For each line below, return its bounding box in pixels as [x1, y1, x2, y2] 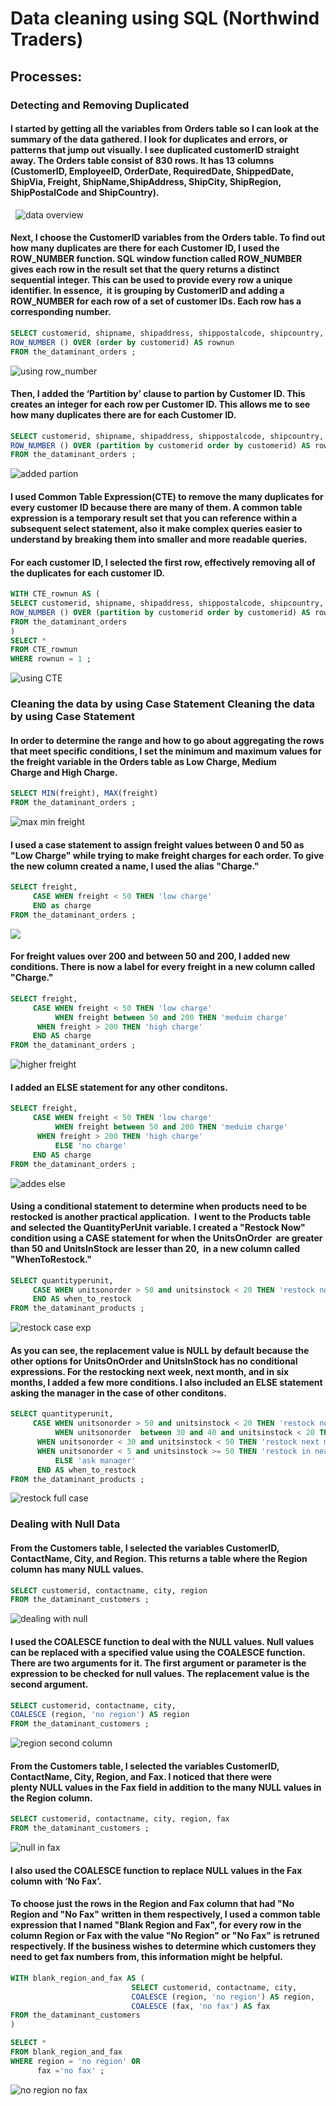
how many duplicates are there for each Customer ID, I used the [10, 242, 280, 254]
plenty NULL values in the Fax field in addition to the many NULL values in [10, 1781, 322, 1793]
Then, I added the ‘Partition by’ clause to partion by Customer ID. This [10, 388, 306, 400]
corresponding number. [10, 306, 112, 318]
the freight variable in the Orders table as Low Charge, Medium [10, 755, 277, 767]
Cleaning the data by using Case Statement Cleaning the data [10, 697, 316, 711]
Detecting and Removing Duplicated [10, 98, 190, 112]
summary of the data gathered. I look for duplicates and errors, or [10, 133, 288, 146]
